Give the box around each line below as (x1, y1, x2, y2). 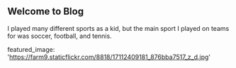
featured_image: (7, 45, 55, 53)
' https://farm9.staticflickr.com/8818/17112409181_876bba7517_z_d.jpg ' (7, 53, 211, 61)
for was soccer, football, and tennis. (7, 32, 112, 40)
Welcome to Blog (7, 6, 84, 18)
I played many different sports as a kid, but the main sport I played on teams (7, 24, 230, 32)
